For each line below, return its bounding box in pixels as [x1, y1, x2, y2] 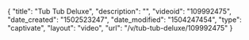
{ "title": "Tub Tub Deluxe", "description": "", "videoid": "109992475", [7, 7, 232, 16]
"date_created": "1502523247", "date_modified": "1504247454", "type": [7, 15, 243, 24]
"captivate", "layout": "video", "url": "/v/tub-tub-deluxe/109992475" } [7, 24, 233, 32]
